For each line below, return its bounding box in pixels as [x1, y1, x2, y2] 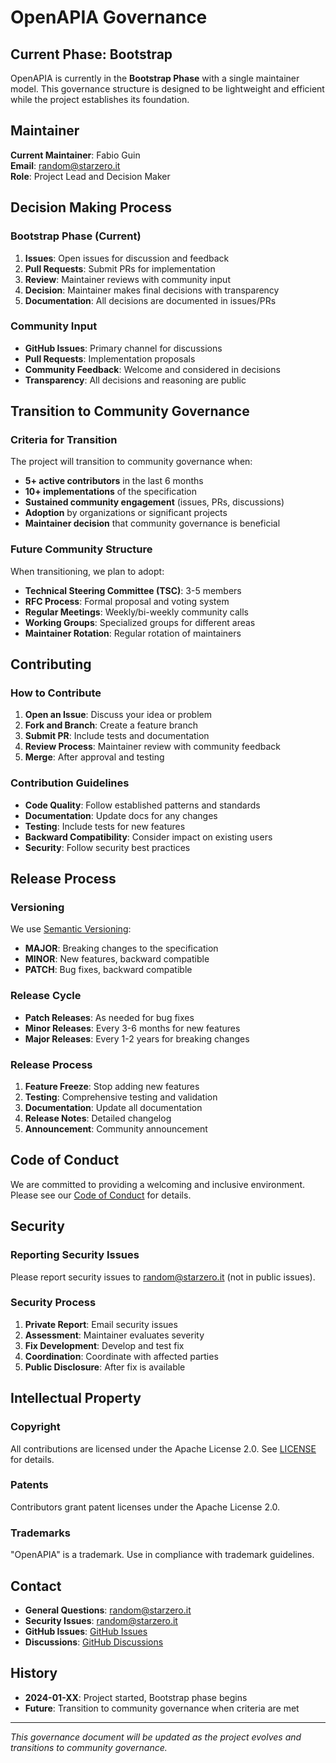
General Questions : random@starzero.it [24, 1604, 192, 1616]
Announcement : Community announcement [24, 1123, 208, 1135]
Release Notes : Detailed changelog [24, 1112, 172, 1125]
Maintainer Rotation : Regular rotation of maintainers [24, 627, 242, 639]
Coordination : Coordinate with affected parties [24, 1350, 219, 1362]
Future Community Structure [10, 542, 153, 556]
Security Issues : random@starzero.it [24, 1614, 178, 1626]
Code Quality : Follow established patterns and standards [24, 799, 261, 811]
